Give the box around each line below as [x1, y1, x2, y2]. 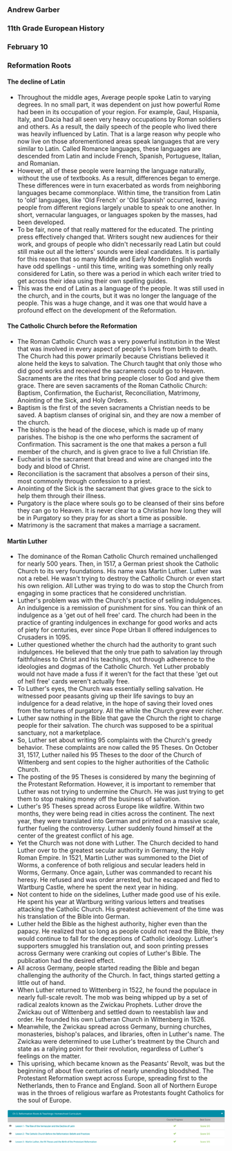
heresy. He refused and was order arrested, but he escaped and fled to [17, 876, 220, 884]
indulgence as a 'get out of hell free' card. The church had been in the [17, 611, 217, 620]
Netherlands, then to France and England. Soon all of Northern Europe [17, 1081, 217, 1090]
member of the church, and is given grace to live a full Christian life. [17, 448, 211, 456]
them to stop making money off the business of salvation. [17, 795, 181, 803]
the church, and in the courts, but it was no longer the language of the [17, 291, 217, 300]
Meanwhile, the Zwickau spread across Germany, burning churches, [17, 1022, 212, 1031]
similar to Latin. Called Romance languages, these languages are [17, 144, 202, 153]
